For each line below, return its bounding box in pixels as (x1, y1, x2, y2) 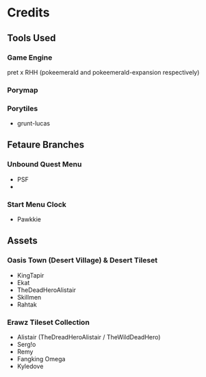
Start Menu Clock (7, 199, 67, 209)
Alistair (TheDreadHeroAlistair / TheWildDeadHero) (16, 333, 161, 341)
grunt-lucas (16, 119, 51, 127)
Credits (7, 5, 50, 21)
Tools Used (7, 32, 56, 44)
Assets (7, 235, 38, 247)
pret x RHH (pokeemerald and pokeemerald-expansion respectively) (7, 68, 200, 76)
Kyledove (16, 362, 44, 371)
